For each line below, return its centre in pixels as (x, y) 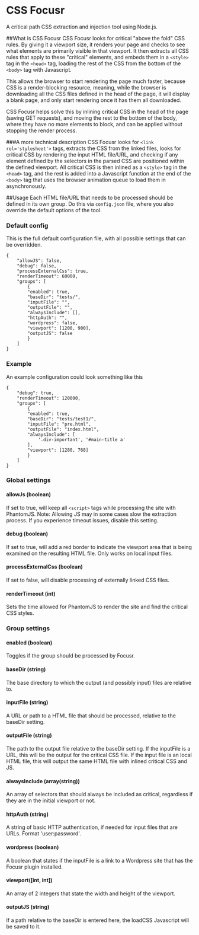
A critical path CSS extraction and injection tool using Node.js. (82, 27)
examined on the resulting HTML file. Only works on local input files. (89, 553)
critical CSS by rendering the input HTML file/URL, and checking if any (92, 154)
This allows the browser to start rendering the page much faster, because (96, 81)
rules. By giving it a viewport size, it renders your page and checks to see (96, 44)
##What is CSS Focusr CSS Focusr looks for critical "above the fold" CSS (96, 38)
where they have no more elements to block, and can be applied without (94, 124)
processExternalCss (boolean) (44, 567)
